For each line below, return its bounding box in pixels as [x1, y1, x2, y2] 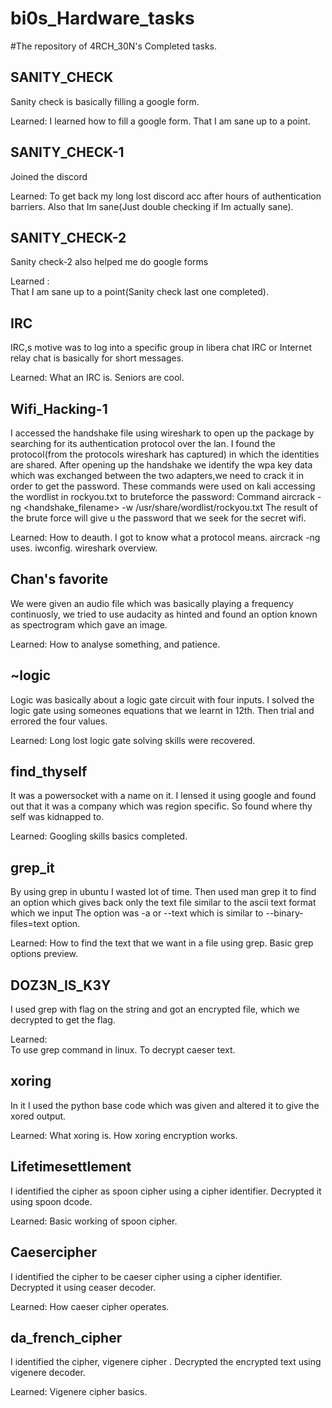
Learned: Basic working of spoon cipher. [10, 1215, 178, 1227]
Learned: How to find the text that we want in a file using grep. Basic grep [10, 937, 314, 949]
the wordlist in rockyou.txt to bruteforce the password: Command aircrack [10, 491, 316, 502]
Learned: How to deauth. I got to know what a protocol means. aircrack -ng [10, 532, 321, 543]
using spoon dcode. [10, 1195, 93, 1207]
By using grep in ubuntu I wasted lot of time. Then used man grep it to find [10, 886, 317, 898]
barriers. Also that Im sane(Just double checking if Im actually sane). [10, 200, 294, 212]
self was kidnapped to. [10, 811, 105, 823]
